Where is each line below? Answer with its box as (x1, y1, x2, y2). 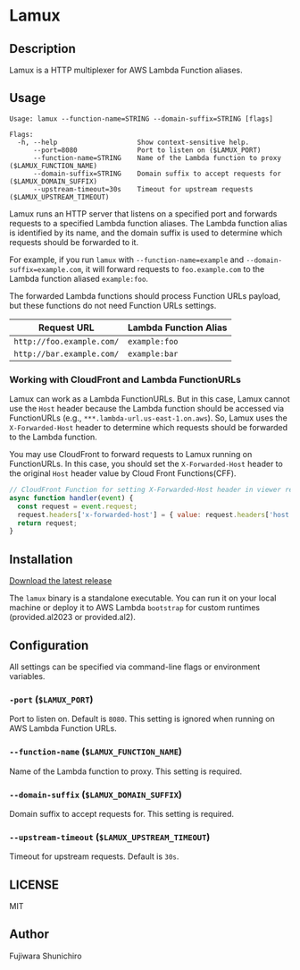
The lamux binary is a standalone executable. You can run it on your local (9, 592, 277, 604)
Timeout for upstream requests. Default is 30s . (9, 851, 179, 862)
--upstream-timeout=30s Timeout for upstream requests (32, 184, 254, 193)
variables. (9, 670, 46, 681)
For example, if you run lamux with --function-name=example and (9, 254, 245, 265)
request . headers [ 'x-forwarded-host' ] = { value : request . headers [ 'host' (17, 510, 294, 519)
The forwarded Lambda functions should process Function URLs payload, (9, 290, 281, 301)
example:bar (128, 348, 179, 359)
